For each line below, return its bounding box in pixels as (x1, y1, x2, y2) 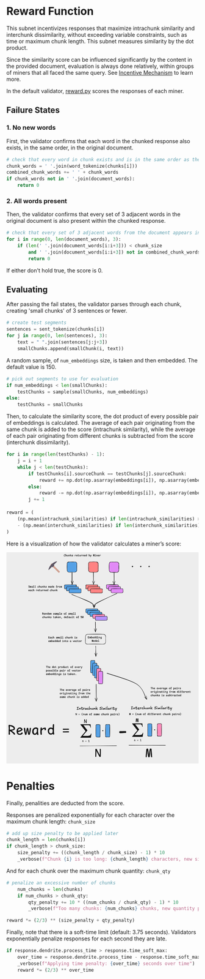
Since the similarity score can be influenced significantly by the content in (6, 56, 192, 63)
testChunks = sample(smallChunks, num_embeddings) (17, 389, 149, 395)
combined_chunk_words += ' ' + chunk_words (6, 170, 119, 176)
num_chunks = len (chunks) (17, 886, 84, 892)
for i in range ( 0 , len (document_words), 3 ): (6, 236, 121, 242)
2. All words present (6, 197, 67, 205)
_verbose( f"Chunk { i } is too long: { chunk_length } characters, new (17, 856, 192, 863)
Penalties (6, 779, 55, 793)
